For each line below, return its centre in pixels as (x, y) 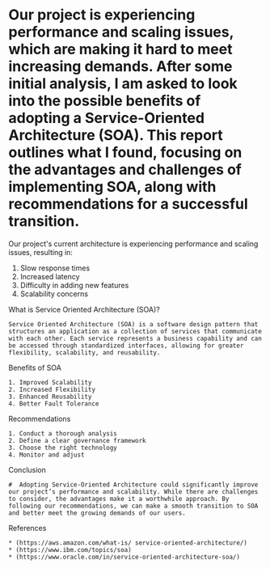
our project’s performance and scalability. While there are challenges (133, 491)
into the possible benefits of (105, 101)
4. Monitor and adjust (46, 455)
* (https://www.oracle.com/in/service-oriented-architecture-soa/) (124, 557)
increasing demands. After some (120, 67)
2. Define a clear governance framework (78, 440)
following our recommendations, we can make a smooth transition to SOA (133, 506)
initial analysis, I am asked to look (123, 84)
